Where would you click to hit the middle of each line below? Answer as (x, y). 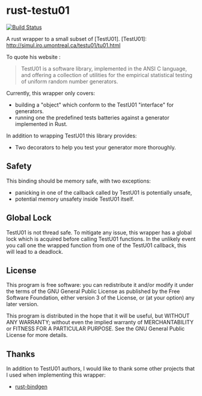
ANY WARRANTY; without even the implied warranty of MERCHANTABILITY (100, 322)
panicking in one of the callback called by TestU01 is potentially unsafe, (103, 192)
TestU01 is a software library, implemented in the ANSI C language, (104, 68)
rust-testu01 (38, 11)
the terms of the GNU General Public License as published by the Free (93, 291)
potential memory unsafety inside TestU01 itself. (74, 199)
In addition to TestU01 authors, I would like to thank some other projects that (101, 369)
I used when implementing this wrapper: (56, 375)
